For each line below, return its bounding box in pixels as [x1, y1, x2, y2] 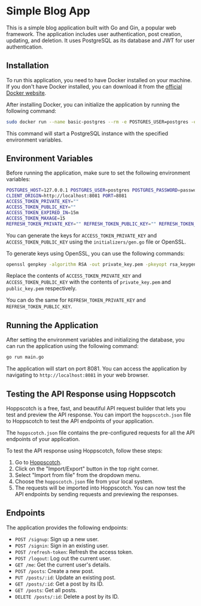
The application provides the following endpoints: [6, 524, 129, 531]
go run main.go [6, 354, 44, 361]
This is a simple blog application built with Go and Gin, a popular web [6, 24, 176, 31]
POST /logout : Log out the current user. [14, 554, 112, 562]
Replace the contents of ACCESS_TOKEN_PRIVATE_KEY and [6, 272, 142, 280]
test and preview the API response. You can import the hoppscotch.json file [6, 411, 191, 418]
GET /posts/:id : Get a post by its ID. [14, 580, 104, 587]
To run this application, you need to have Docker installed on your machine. [6, 76, 193, 83]
